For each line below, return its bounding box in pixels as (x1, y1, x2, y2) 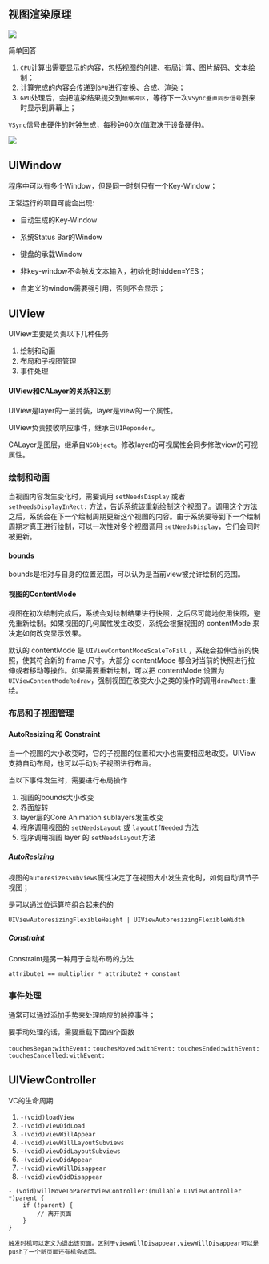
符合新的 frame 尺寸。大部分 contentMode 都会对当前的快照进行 (35, 656, 248, 665)
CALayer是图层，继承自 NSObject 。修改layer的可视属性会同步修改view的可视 (8, 440, 259, 449)
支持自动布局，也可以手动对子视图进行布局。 (8, 758, 156, 768)
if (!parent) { (22, 1201, 74, 1209)
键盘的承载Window (19, 249, 82, 258)
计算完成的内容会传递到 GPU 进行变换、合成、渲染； (19, 83, 186, 92)
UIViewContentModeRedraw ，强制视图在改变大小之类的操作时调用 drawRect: (8, 676, 250, 685)
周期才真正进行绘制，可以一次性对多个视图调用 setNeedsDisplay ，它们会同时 (8, 521, 261, 531)
